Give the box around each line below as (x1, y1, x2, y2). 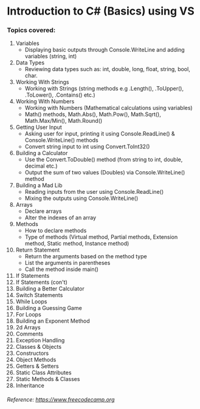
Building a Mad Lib (15, 182, 63, 189)
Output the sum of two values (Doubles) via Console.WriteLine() (24, 169, 185, 176)
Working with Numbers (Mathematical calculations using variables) (24, 105, 193, 112)
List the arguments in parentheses (24, 259, 111, 267)
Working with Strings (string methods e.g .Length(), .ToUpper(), (24, 85, 184, 92)
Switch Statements (15, 292, 63, 299)
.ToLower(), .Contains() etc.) (24, 91, 96, 98)
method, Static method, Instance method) (24, 240, 129, 247)
